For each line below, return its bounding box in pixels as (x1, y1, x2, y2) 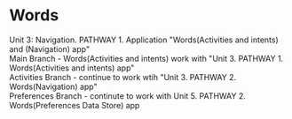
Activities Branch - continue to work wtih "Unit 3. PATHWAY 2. (9, 71, 237, 82)
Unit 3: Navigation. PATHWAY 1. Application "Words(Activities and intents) (9, 34, 280, 45)
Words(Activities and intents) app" (9, 63, 135, 73)
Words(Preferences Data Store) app (9, 100, 140, 110)
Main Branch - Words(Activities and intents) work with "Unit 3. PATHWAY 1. (9, 53, 284, 63)
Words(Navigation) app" (9, 81, 98, 92)
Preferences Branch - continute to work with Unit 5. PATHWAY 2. (9, 90, 247, 101)
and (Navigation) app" (9, 43, 91, 54)
